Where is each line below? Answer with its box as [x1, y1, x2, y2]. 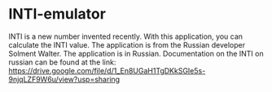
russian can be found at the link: [8, 57, 116, 67]
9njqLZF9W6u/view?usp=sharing [8, 74, 121, 84]
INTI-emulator [8, 5, 106, 23]
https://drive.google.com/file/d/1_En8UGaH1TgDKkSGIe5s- [8, 65, 206, 75]
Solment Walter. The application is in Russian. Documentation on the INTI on [8, 48, 264, 58]
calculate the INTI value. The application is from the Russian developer [8, 40, 246, 49]
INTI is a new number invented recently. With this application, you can [8, 31, 243, 41]
